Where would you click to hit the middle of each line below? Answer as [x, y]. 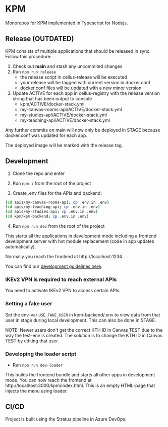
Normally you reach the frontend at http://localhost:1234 [64, 257]
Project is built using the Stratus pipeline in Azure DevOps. [66, 419]
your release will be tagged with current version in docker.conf [85, 82]
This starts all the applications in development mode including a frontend [81, 236]
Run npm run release [34, 72]
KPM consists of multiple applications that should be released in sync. [78, 51]
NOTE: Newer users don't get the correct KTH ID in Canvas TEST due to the [84, 330]
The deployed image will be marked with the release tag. [64, 145]
